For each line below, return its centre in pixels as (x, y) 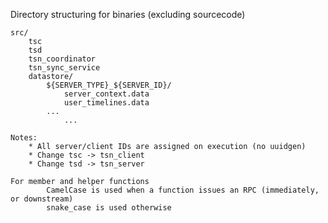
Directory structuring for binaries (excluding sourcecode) (128, 14)
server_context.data (106, 94)
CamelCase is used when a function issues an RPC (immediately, (183, 190)
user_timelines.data (106, 103)
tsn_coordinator (62, 59)
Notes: (24, 138)
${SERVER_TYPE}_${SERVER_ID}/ (109, 85)
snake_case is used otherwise (109, 208)
